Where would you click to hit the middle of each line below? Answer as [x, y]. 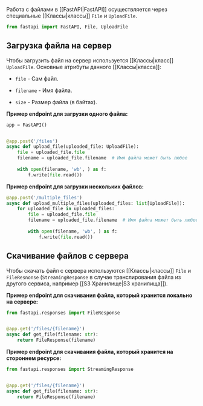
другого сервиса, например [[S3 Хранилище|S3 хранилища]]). [87, 283]
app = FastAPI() [27, 125]
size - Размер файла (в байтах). [56, 102]
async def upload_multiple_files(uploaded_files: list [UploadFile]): [96, 203]
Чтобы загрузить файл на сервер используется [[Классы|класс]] [90, 60]
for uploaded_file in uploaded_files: [66, 209]
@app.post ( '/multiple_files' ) [44, 198]
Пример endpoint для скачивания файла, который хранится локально [99, 295]
